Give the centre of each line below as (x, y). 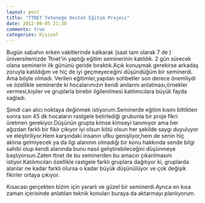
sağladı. (16, 98)
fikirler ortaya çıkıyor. (33, 175)
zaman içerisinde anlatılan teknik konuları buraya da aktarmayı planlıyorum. (101, 193)
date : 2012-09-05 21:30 (37, 23)
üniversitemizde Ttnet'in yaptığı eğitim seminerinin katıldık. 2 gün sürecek (99, 59)
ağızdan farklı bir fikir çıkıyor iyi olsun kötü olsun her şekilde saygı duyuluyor (102, 129)
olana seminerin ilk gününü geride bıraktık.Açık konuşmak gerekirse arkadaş (102, 66)
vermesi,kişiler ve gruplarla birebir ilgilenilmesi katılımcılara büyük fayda (97, 91)
